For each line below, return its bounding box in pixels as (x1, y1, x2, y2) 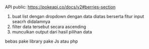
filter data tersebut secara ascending (12, 24, 86, 30)
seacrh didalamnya (12, 19, 50, 24)
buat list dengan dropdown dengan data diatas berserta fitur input (12, 14, 144, 19)
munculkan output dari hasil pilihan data (12, 29, 92, 34)
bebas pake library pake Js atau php (5, 38, 78, 44)
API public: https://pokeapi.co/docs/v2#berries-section (5, 4, 116, 10)
